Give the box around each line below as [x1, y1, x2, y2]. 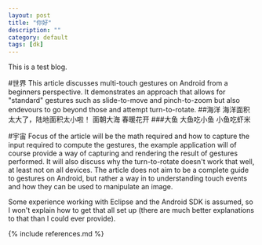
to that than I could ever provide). [8, 214, 116, 224]
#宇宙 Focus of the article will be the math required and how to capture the [8, 131, 249, 141]
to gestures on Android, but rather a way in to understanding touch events [8, 174, 248, 183]
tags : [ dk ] [8, 41, 44, 49]
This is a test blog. [8, 62, 68, 71]
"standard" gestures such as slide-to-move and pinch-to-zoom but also [8, 96, 241, 105]
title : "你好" [8, 19, 53, 27]
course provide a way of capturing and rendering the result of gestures [8, 148, 238, 158]
